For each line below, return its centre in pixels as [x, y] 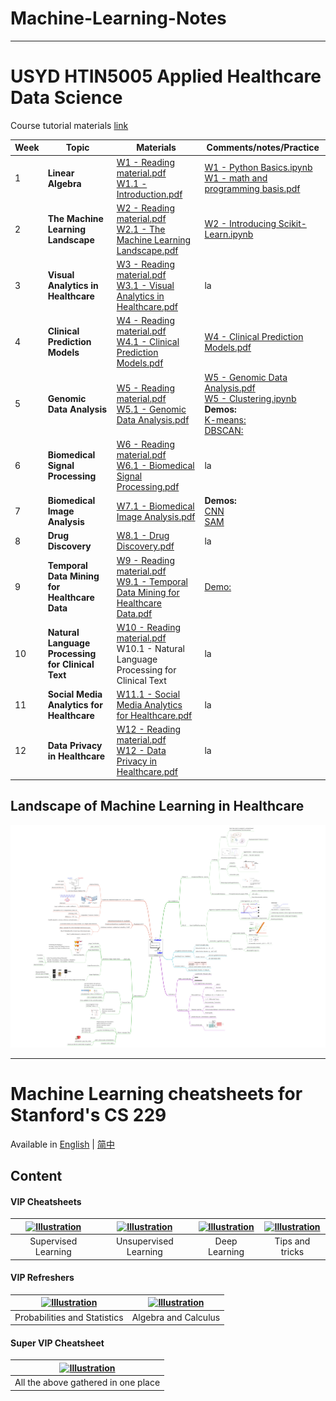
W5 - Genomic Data [246, 377]
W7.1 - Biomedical [155, 506]
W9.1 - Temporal [152, 581]
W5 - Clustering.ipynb [250, 398]
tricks [292, 1252]
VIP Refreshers [42, 1278]
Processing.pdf [148, 486]
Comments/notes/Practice [263, 148]
